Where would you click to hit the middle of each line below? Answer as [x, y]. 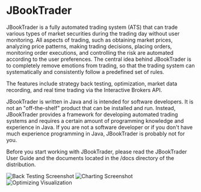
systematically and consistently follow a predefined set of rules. [85, 72]
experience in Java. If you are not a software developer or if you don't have [100, 127]
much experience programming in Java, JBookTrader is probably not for [96, 134]
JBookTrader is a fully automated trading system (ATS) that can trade [92, 27]
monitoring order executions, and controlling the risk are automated [90, 52]
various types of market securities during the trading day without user [93, 33]
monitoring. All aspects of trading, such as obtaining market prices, [89, 40]
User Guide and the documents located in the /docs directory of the [90, 158]
